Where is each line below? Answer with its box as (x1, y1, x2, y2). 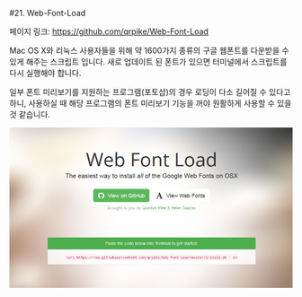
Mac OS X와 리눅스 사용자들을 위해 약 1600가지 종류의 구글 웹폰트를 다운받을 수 (9, 45, 289, 56)
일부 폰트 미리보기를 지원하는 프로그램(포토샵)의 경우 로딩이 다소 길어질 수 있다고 (9, 87, 291, 97)
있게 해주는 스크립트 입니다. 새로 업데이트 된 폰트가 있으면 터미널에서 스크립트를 (9, 57, 288, 66)
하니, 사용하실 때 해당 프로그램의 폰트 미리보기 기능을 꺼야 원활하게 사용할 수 (9, 98, 276, 109)
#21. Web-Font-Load (9, 8, 86, 18)
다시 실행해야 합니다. (9, 67, 82, 78)
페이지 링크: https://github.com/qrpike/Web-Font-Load (9, 26, 209, 37)
